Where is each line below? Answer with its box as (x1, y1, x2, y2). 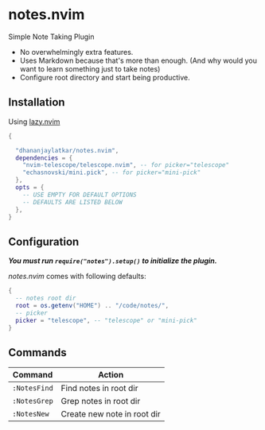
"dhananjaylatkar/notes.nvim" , (15, 146, 119, 154)
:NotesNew (12, 409, 49, 419)
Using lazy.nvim (8, 117, 60, 126)
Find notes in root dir (60, 383, 138, 394)
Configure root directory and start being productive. (19, 72, 190, 82)
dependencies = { (15, 153, 73, 162)
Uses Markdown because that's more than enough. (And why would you (19, 56, 257, 65)
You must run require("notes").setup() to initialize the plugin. (8, 256, 217, 265)
